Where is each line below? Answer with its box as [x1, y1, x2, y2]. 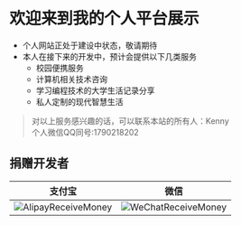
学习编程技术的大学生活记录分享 [35, 85, 155, 96]
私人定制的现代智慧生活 [35, 96, 124, 107]
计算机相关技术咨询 [35, 73, 108, 84]
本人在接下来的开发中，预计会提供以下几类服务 [22, 51, 197, 61]
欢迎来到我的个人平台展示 [9, 8, 200, 29]
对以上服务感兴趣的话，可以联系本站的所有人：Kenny [31, 115, 230, 127]
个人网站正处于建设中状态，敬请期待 [22, 40, 158, 51]
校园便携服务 [35, 62, 84, 73]
